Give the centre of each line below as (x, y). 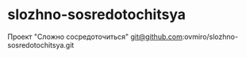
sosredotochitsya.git (41, 44)
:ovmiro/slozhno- (210, 37)
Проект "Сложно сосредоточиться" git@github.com (95, 37)
